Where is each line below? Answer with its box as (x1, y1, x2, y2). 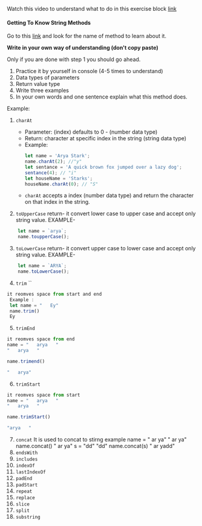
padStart (15, 482, 38, 489)
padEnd (15, 476, 33, 482)
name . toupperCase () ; (18, 234, 70, 240)
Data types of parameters (15, 74, 80, 81)
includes (15, 456, 38, 463)
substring (15, 514, 41, 521)
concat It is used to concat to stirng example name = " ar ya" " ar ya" (15, 436, 187, 443)
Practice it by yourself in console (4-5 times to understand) (15, 68, 163, 75)
